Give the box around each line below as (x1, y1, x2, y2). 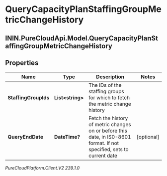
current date (88, 152, 118, 159)
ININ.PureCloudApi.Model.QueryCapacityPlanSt (5, 34, 158, 42)
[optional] (136, 134, 160, 141)
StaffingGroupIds (7, 94, 50, 101)
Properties (5, 58, 39, 67)
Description (96, 73, 125, 80)
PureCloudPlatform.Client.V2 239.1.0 (5, 165, 80, 171)
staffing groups (88, 88, 124, 95)
